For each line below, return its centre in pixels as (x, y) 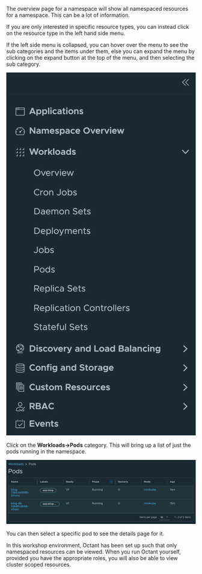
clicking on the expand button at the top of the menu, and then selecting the (100, 58)
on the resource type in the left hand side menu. (66, 33)
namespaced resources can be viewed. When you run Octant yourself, (94, 552)
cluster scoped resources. (38, 565)
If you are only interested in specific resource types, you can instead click (98, 27)
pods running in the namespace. (46, 451)
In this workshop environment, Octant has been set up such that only (92, 546)
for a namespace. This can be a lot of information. (68, 15)
